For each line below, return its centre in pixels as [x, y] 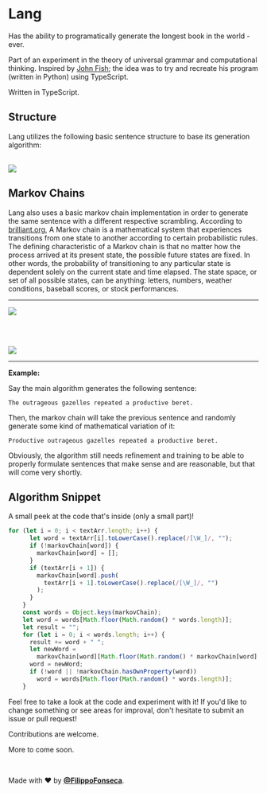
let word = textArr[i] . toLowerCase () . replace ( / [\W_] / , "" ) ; [131, 538]
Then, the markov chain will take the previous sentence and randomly [122, 417]
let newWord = [53, 650]
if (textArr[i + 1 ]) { [67, 568]
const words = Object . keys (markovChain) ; [92, 612]
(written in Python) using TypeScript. [68, 76]
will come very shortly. [45, 472]
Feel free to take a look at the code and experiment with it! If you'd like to [128, 701]
